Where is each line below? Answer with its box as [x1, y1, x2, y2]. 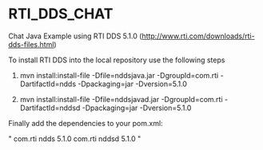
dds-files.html [8, 39, 54, 49]
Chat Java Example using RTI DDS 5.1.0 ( [8, 31, 142, 41]
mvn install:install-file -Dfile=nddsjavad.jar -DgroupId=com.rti [19, 94, 223, 104]
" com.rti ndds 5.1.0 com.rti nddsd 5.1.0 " [8, 133, 141, 144]
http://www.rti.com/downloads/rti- [141, 31, 255, 41]
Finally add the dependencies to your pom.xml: [8, 118, 163, 128]
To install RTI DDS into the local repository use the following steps [8, 55, 225, 65]
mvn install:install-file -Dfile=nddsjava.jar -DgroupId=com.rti [19, 70, 219, 80]
